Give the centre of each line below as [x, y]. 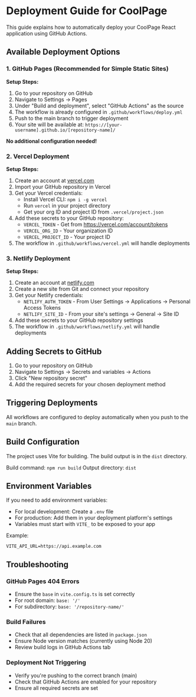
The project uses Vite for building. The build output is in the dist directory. [97, 456]
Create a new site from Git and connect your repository [82, 289]
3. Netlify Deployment [38, 258]
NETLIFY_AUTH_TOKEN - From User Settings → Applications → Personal [107, 301]
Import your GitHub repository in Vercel [63, 186]
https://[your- [104, 125]
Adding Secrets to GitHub [54, 351]
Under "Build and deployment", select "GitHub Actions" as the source [99, 106]
